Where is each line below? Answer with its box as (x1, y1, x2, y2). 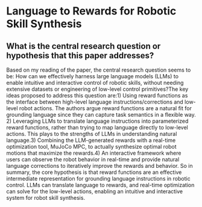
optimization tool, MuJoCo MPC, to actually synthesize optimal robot (6, 143, 177, 150)
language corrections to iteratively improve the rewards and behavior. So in (6, 162, 193, 169)
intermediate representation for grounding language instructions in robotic (6, 175, 191, 182)
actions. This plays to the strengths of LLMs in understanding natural (6, 131, 177, 137)
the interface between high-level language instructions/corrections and (6, 98, 184, 105)
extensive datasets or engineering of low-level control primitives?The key (6, 85, 189, 93)
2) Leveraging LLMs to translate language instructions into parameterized (6, 117, 189, 125)
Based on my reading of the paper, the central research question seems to (6, 66, 191, 73)
